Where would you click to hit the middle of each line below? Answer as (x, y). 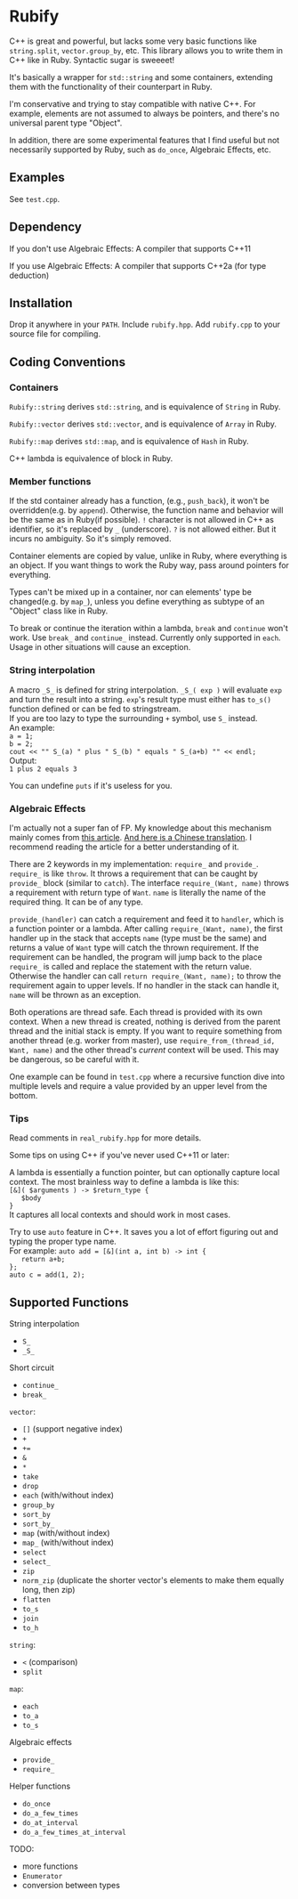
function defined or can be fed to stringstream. (95, 709)
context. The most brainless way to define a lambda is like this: (125, 1182)
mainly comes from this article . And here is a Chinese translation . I (130, 837)
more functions (50, 1866)
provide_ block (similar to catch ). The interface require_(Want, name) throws (149, 882)
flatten (36, 1600)
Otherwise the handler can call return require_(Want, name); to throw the (145, 976)
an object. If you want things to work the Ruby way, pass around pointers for (149, 565)
